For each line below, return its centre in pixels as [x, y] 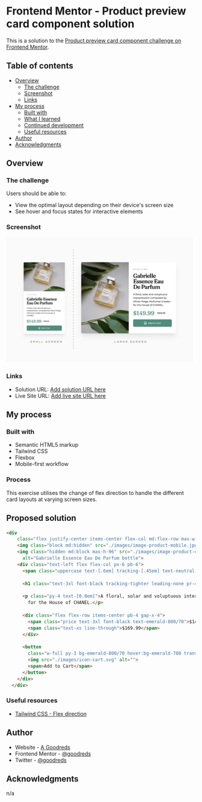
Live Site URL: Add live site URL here [60, 396]
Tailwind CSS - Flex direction [51, 713]
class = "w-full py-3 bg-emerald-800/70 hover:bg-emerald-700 [105, 654]
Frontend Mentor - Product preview [96, 11]
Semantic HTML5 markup [47, 445]
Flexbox [25, 458]
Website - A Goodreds [42, 747]
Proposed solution [41, 518]
